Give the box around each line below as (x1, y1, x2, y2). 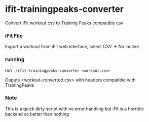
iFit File (5, 32, 23, 39)
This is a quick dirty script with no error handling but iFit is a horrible (5, 106, 144, 112)
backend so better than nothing (5, 111, 69, 117)
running (5, 56, 25, 63)
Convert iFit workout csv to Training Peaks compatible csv (5, 20, 124, 26)
